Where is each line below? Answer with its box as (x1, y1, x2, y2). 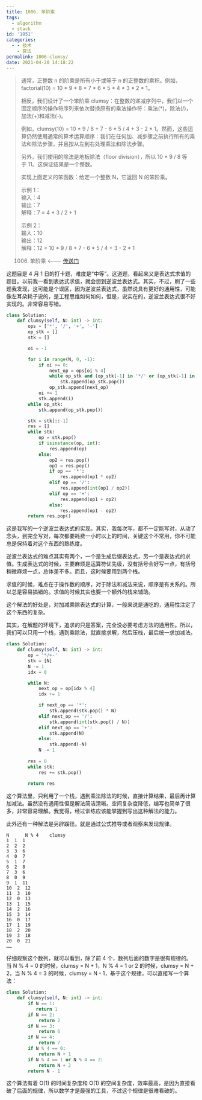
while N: (28, 680, 50, 686)
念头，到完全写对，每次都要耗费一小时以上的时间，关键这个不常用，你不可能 (6, 532, 196, 540)
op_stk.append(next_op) (49, 385, 109, 391)
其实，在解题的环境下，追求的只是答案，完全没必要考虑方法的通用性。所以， (6, 621, 196, 628)
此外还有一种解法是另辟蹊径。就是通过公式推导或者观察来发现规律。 (6, 820, 175, 828)
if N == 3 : (28, 1023, 55, 1029)
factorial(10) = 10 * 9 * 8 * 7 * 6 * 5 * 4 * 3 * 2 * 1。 (20, 84, 153, 91)
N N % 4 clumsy (6, 833, 66, 839)
